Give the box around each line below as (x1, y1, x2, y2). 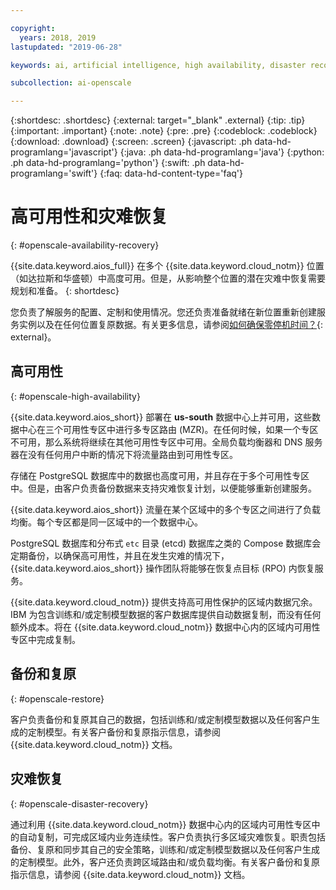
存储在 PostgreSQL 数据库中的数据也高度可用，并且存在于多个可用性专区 (10, 469, 310, 481)
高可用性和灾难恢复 (10, 206, 169, 228)
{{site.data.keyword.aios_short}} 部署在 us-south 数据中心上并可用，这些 (10, 411, 313, 423)
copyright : (10, 23, 56, 33)
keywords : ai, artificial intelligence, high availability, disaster (10, 60, 307, 70)
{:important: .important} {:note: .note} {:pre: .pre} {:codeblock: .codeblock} (10, 125, 318, 137)
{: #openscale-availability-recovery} (10, 239, 160, 251)
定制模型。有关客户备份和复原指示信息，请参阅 (27, 726, 221, 738)
